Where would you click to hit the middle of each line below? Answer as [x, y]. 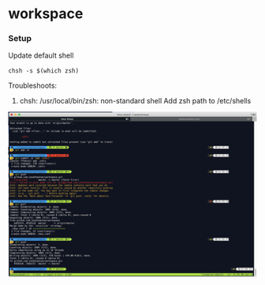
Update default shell [41, 55]
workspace [46, 14]
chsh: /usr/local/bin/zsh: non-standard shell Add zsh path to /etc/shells [135, 101]
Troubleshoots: [33, 86]
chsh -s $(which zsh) [44, 71]
